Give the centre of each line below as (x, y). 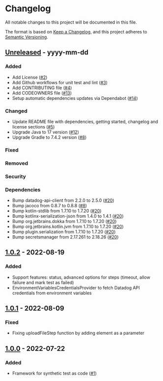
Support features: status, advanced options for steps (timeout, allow (81, 277)
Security (15, 176)
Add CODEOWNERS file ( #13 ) (42, 93)
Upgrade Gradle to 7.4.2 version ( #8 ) (49, 137)
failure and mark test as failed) (43, 282)
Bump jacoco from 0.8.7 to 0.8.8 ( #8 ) (50, 205)
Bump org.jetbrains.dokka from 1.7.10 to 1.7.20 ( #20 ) (64, 221)
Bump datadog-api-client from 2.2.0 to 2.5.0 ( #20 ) (63, 200)
